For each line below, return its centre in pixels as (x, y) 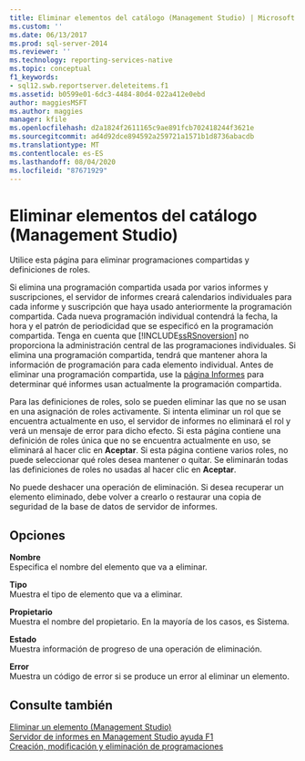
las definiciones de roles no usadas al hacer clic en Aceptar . (123, 469)
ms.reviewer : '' (40, 52)
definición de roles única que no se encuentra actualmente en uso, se (140, 441)
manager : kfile (38, 119)
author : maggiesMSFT (49, 103)
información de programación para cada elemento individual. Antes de (142, 365)
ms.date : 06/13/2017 (49, 35)
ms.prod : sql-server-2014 (58, 43)
